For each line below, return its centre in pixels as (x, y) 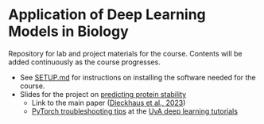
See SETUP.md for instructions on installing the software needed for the (138, 77)
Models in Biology (68, 31)
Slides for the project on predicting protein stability (103, 94)
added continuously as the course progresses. (84, 62)
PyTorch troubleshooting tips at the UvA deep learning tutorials (135, 111)
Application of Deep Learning (107, 15)
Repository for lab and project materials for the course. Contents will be (125, 53)
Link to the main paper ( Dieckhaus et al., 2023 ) (109, 103)
